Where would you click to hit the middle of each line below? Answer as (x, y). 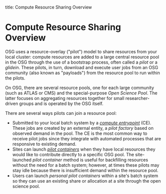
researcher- (138, 98)
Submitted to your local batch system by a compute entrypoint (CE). (82, 123)
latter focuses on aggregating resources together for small (65, 98)
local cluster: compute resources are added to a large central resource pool (82, 57)
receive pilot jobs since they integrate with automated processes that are (87, 138)
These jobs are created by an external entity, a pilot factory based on (83, 128)
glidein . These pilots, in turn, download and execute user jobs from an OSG (82, 67)
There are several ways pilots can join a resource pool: (61, 113)
